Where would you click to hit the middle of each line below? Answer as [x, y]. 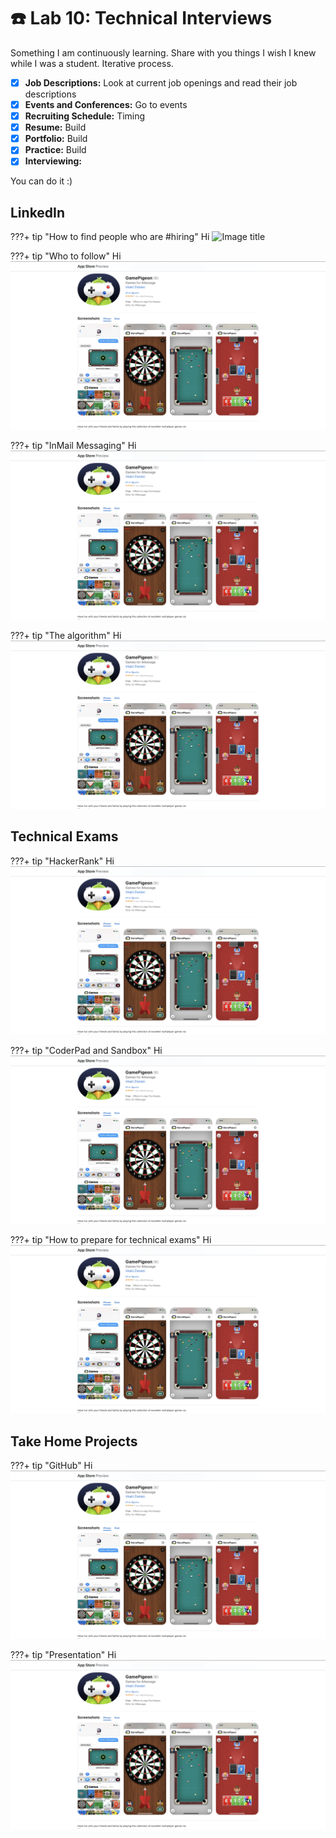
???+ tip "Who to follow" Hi [66, 256]
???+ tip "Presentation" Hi [63, 1655]
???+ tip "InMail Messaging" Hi [73, 446]
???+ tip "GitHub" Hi [51, 1466]
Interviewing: [53, 161]
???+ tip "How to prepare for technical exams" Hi [111, 1240]
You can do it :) [41, 181]
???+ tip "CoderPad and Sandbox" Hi [86, 1050]
